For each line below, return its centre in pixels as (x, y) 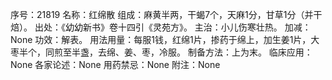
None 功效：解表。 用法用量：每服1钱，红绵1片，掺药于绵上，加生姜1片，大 (165, 39)
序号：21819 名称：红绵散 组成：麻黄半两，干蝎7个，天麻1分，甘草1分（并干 (166, 14)
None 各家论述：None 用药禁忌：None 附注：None (115, 64)
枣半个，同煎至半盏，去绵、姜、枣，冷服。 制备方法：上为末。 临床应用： (161, 52)
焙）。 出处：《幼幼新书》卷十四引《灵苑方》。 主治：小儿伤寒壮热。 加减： (161, 27)
